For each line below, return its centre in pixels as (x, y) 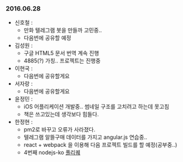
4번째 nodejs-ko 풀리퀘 (52, 153)
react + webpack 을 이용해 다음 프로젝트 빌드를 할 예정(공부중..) (100, 145)
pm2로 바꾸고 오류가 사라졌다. (59, 130)
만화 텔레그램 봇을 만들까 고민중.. (63, 30)
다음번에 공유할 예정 (47, 38)
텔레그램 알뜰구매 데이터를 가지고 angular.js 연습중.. (85, 137)
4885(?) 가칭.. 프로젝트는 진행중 (62, 61)
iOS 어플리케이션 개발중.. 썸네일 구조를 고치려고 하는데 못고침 (96, 107)
